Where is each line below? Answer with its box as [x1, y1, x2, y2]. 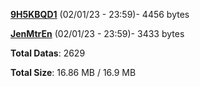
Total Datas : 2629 [10, 47, 86, 59]
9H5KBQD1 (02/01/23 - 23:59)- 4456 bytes [10, 9, 190, 20]
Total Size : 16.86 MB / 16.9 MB [10, 67, 137, 78]
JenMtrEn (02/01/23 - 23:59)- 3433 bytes [10, 28, 185, 39]
